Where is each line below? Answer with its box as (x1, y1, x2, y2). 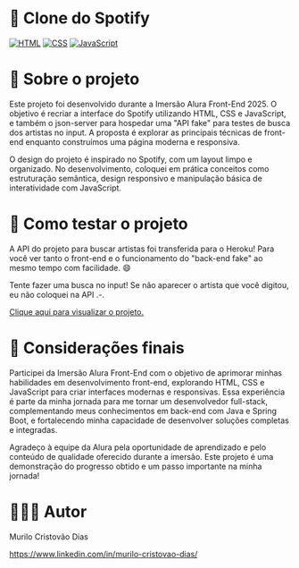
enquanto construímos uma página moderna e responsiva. (25, 136, 241, 147)
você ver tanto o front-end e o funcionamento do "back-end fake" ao (9, 252, 263, 263)
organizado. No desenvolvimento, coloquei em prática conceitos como (9, 163, 270, 174)
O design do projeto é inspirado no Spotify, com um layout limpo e (9, 154, 253, 165)
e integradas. (9, 424, 58, 435)
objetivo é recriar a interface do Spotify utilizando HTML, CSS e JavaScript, (9, 107, 287, 119)
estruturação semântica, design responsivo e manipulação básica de (9, 173, 263, 183)
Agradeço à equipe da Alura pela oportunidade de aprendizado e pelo (9, 442, 267, 453)
